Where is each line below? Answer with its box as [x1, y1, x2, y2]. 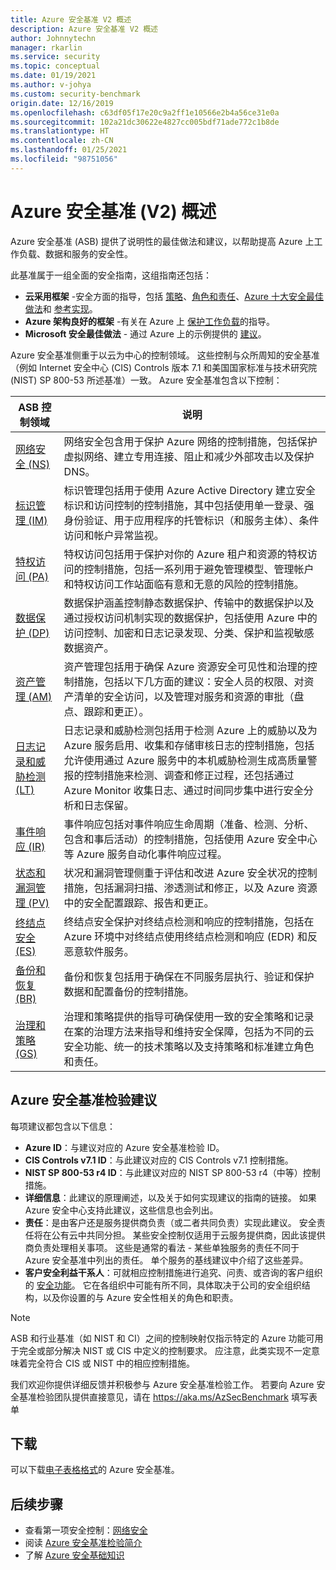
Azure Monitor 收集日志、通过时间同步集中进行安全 [63, 783, 304, 797]
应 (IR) [15, 839, 46, 853]
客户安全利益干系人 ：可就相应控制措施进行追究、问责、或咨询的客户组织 [24, 1266, 323, 1278]
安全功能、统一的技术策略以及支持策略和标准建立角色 [63, 1039, 315, 1053]
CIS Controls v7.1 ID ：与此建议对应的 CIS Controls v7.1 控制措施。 [24, 1154, 294, 1166]
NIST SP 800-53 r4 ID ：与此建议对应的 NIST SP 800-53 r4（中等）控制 [24, 1166, 321, 1178]
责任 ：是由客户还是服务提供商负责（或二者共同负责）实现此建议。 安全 [24, 1216, 317, 1228]
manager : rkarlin [10, 42, 83, 53]
